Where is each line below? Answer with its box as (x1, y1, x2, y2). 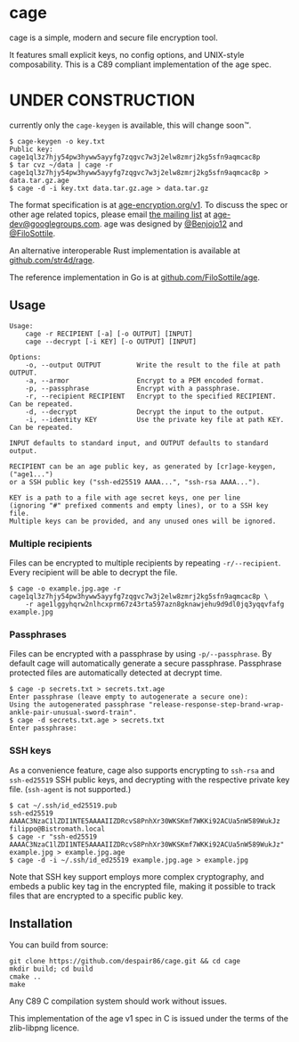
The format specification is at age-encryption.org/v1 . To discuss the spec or (9, 199, 288, 210)
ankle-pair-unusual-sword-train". (9, 708, 138, 717)
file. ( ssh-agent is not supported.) (9, 783, 132, 794)
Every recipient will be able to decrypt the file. (9, 566, 178, 577)
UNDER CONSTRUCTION (9, 90, 196, 111)
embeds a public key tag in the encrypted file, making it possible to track (9, 881, 276, 891)
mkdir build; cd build (9, 964, 93, 974)
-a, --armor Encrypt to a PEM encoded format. (25, 376, 265, 385)
